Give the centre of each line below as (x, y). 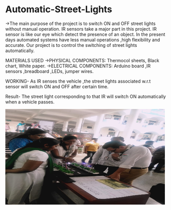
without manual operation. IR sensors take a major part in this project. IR (81, 29)
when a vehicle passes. (30, 102)
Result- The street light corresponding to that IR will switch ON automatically (86, 96)
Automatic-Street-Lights (59, 9)
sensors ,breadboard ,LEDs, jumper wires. (50, 71)
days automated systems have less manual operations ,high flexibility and (83, 40)
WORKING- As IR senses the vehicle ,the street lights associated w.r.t (78, 81)
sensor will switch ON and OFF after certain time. (57, 86)
